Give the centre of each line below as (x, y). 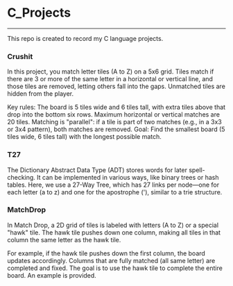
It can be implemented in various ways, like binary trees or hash (128, 177)
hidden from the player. (41, 94)
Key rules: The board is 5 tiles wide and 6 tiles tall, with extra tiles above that (116, 107)
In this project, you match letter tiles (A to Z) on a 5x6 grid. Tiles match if (111, 71)
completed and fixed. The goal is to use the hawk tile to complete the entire (115, 268)
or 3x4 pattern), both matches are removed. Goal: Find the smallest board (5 (116, 129)
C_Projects (39, 13)
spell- (197, 170)
